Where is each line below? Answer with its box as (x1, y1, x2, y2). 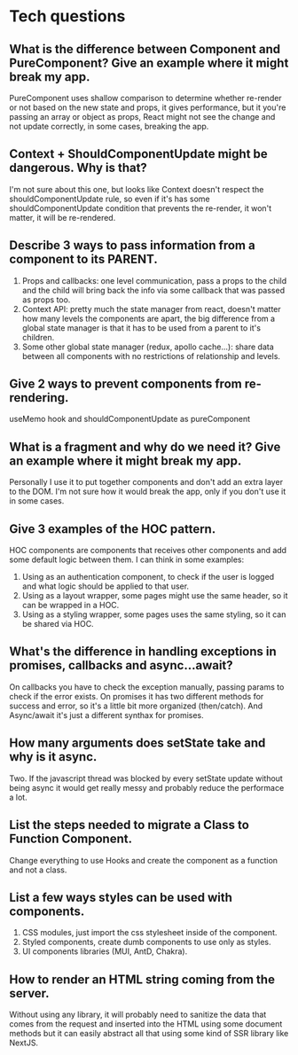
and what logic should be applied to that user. (21, 581, 189, 591)
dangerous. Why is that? (9, 160, 148, 176)
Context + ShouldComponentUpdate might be (9, 146, 268, 161)
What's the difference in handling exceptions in (9, 645, 277, 660)
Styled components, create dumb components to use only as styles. (21, 937, 272, 948)
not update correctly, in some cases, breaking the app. (9, 121, 209, 131)
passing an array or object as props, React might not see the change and (9, 112, 276, 121)
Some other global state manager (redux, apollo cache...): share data (21, 341, 275, 352)
